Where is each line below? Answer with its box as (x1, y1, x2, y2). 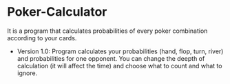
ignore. (17, 69, 38, 77)
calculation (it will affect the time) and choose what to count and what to (17, 61, 222, 70)
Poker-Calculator (7, 4, 107, 20)
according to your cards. (7, 33, 77, 42)
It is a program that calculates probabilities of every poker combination (7, 27, 208, 35)
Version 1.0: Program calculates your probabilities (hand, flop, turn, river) (17, 47, 224, 55)
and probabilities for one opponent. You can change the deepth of (17, 54, 205, 62)
